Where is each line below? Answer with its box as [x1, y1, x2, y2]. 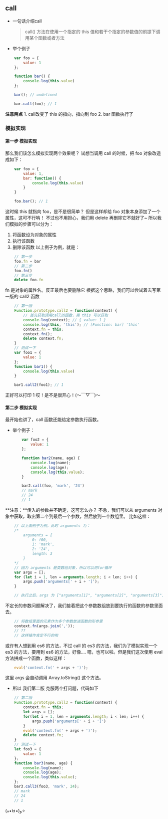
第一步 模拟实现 [5, 138, 37, 144]
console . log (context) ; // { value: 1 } [23, 317, 106, 322]
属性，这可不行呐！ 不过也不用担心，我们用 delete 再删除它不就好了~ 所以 [5, 215, 157, 221]
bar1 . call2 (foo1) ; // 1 [14, 382, 64, 387]
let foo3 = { [14, 747, 41, 752]
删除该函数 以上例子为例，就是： [12, 244, 80, 250]
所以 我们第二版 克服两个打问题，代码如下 [12, 685, 98, 691]
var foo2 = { [21, 437, 49, 443]
